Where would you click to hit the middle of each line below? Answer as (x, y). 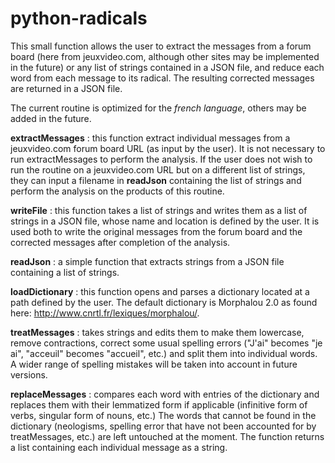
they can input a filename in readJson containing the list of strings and (156, 180)
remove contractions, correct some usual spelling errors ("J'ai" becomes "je (166, 343)
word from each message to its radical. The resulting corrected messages (162, 78)
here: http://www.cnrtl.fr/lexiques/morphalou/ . (105, 313)
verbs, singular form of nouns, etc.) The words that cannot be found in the (163, 415)
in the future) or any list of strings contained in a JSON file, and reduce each (167, 67)
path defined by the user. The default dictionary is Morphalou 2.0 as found (164, 302)
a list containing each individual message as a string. (119, 447)
